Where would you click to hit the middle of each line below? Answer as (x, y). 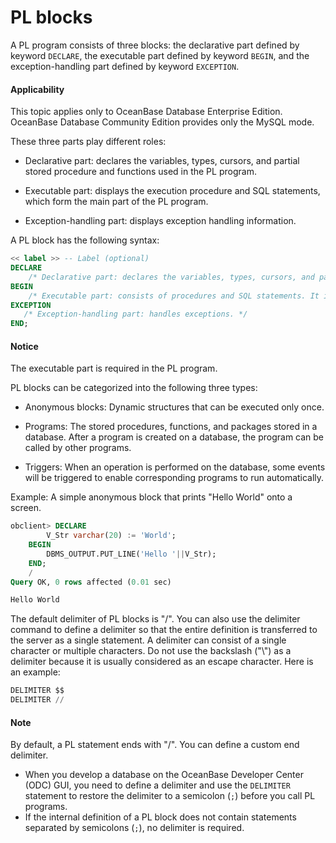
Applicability (37, 89)
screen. (26, 508)
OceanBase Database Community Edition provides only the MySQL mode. (162, 122)
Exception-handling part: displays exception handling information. (160, 221)
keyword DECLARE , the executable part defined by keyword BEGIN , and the (160, 55)
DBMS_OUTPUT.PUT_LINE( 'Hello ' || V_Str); (131, 554)
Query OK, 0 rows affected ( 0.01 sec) (91, 582)
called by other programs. (78, 448)
